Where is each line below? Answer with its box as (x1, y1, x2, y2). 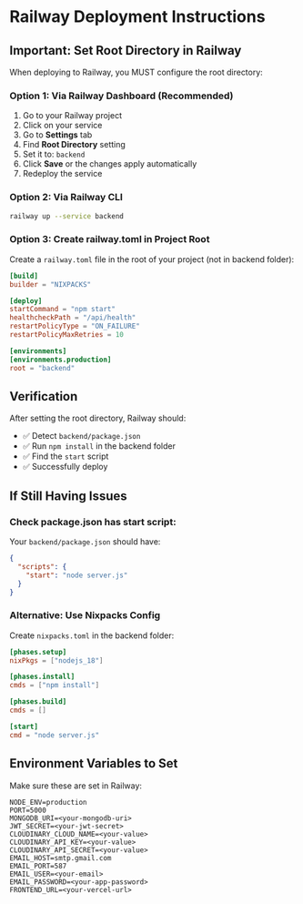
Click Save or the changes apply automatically (22, 158, 197, 169)
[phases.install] (9, 672, 76, 682)
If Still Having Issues (9, 488, 127, 503)
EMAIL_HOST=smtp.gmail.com (9, 853, 112, 862)
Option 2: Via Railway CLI (9, 191, 123, 204)
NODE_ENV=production (9, 797, 88, 807)
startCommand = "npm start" (9, 305, 116, 314)
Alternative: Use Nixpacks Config (9, 609, 161, 622)
